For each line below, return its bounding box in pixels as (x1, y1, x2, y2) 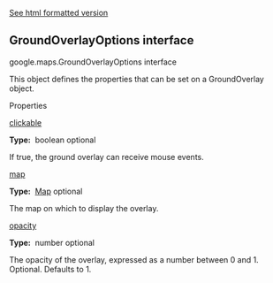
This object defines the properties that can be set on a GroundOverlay (9, 73, 265, 84)
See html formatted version (9, 8, 109, 18)
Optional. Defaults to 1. (9, 264, 92, 274)
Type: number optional (9, 237, 95, 248)
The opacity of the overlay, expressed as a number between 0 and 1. (9, 254, 259, 264)
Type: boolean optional (9, 134, 96, 145)
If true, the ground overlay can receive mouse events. (9, 151, 205, 162)
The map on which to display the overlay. (9, 203, 159, 213)
